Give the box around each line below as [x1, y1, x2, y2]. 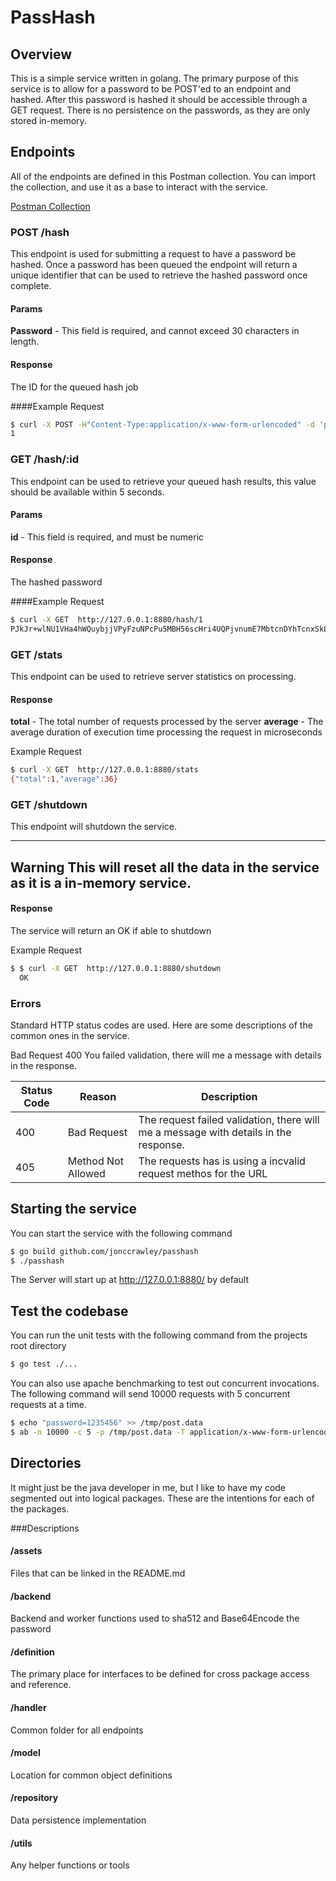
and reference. [10, 1679, 72, 1691]
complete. [10, 280, 52, 292]
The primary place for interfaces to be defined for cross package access [10, 1668, 310, 1680]
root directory [10, 1340, 67, 1352]
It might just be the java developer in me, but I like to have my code [10, 1481, 287, 1493]
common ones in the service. [10, 1029, 130, 1041]
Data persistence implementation [10, 1814, 147, 1826]
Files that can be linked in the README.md [10, 1567, 186, 1579]
